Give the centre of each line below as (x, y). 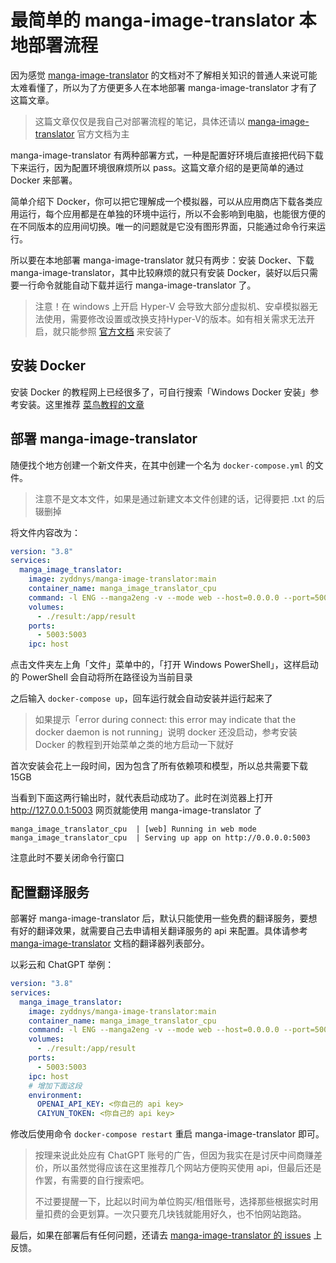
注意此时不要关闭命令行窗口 (67, 858)
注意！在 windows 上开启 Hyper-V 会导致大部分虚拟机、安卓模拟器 (172, 306)
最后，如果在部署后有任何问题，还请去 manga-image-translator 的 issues (161, 1235)
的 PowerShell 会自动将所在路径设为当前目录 (101, 677)
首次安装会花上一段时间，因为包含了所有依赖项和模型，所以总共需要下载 (159, 766)
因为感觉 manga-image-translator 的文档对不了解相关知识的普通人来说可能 (164, 75)
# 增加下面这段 (55, 1086)
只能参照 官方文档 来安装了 (116, 331)
